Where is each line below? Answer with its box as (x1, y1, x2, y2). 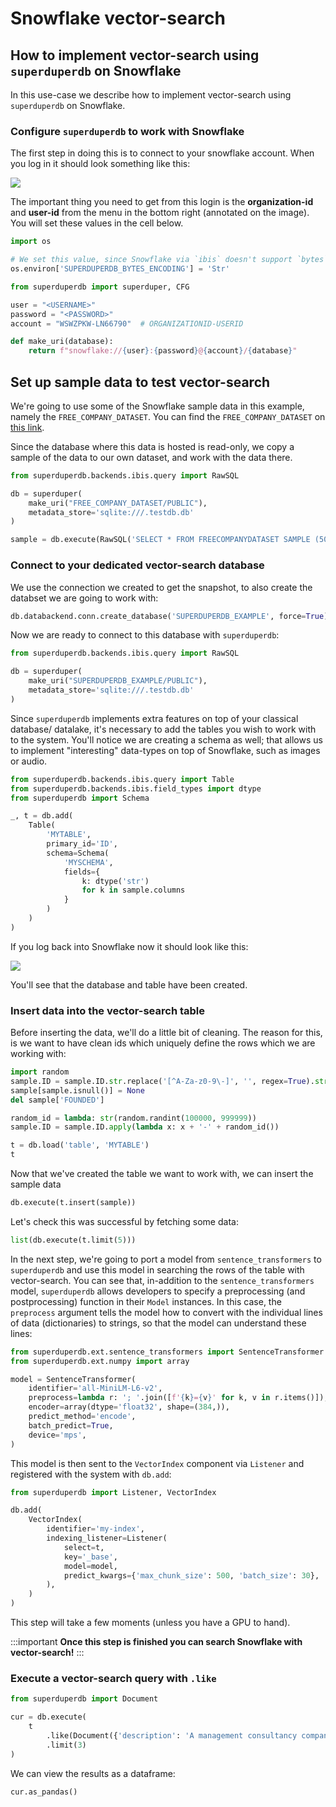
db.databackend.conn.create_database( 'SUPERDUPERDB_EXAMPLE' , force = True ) (10, 611, 329, 621)
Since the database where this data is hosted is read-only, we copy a (10, 440, 295, 452)
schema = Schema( (46, 848, 110, 858)
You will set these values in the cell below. (10, 217, 184, 229)
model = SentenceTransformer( (10, 1374, 137, 1384)
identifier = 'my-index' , (46, 1524, 145, 1534)
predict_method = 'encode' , (28, 1412, 137, 1422)
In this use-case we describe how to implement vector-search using (10, 89, 292, 101)
